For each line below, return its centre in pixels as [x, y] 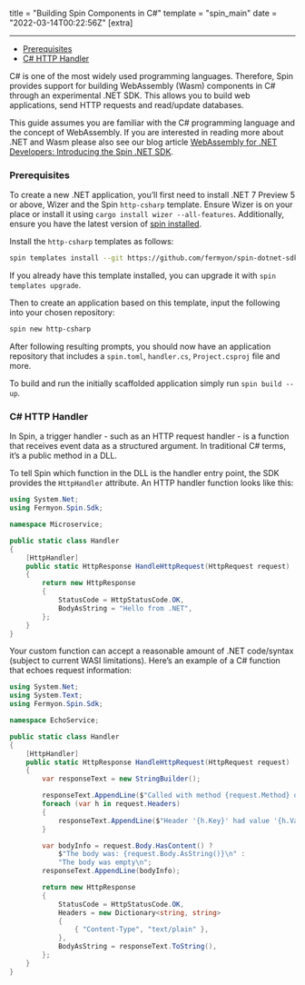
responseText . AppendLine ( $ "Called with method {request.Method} [166, 796]
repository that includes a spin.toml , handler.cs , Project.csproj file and [145, 356]
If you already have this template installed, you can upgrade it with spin [143, 275]
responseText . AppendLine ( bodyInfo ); [111, 871]
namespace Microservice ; [56, 525]
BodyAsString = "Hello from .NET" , [125, 608]
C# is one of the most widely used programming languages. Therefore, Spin [151, 76]
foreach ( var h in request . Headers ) [111, 804]
